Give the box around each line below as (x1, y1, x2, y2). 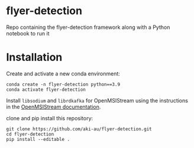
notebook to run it (6, 29, 50, 37)
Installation (6, 51, 63, 64)
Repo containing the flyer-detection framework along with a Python (6, 24, 170, 31)
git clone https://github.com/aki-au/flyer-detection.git (6, 126, 152, 132)
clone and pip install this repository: (6, 114, 93, 121)
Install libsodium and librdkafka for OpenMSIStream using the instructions (6, 97, 188, 104)
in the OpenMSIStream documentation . (6, 103, 101, 110)
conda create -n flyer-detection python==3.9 (6, 81, 120, 87)
